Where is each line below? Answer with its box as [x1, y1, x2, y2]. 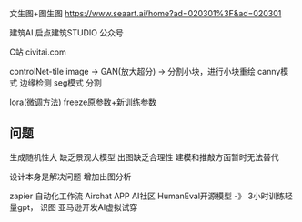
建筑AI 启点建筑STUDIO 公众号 [9, 27, 125, 38]
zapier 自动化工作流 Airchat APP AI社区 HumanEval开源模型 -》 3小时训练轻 [9, 190, 294, 201]
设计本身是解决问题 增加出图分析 [9, 171, 132, 182]
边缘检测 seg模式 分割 [19, 77, 102, 88]
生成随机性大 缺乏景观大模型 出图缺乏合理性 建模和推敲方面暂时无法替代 [9, 151, 279, 162]
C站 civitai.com [9, 46, 66, 57]
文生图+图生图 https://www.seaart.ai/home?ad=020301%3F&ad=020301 [9, 8, 282, 18]
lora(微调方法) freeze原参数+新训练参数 [9, 96, 157, 107]
